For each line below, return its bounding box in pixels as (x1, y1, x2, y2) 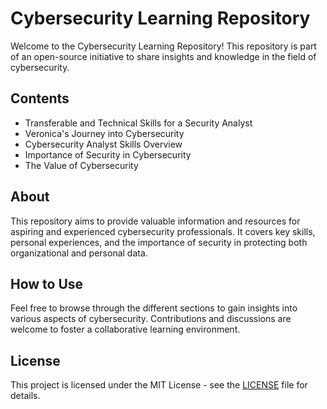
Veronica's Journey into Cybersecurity (24, 127, 185, 139)
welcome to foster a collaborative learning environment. (10, 323, 241, 336)
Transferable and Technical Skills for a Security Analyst (24, 117, 253, 129)
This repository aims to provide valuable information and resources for (10, 215, 301, 227)
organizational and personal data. (10, 247, 148, 259)
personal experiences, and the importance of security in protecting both (10, 236, 308, 248)
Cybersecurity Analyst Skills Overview (24, 138, 183, 150)
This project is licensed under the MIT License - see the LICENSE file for (10, 379, 308, 391)
